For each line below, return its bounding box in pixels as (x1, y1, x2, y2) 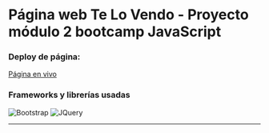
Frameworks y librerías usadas (8, 90, 130, 101)
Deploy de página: (8, 51, 81, 62)
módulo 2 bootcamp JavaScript (8, 22, 222, 41)
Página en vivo (8, 70, 58, 79)
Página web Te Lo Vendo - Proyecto (8, 6, 250, 24)
